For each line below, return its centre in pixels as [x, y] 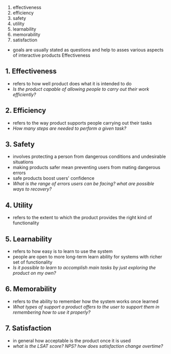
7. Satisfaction [28, 328]
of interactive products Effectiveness [51, 55]
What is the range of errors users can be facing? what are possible [83, 184]
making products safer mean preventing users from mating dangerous [87, 168]
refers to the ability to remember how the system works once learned [86, 301]
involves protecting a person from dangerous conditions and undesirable [89, 157]
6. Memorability [31, 289]
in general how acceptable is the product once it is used [72, 340]
